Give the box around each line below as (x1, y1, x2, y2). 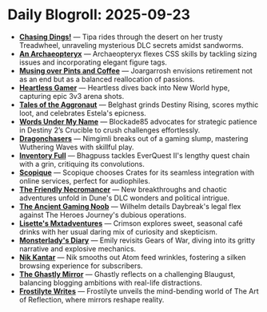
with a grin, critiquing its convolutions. (18, 159, 145, 168)
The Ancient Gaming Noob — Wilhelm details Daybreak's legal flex (18, 201, 241, 211)
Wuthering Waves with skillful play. (18, 142, 134, 152)
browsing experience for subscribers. (18, 261, 143, 271)
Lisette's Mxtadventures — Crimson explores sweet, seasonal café (18, 218, 243, 228)
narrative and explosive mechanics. (18, 243, 137, 253)
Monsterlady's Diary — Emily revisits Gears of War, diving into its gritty (18, 235, 256, 245)
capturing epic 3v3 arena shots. (18, 91, 125, 101)
